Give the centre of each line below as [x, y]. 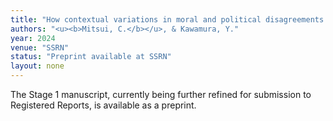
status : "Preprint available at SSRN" [91, 57]
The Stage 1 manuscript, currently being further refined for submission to [161, 94]
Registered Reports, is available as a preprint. [103, 105]
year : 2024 [33, 38]
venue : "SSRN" [40, 47]
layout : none [37, 66]
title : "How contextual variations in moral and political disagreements [167, 19]
